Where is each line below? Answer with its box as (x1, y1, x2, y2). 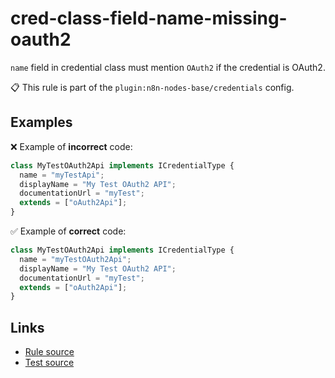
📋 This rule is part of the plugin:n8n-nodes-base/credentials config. (10, 81, 295, 93)
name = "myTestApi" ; (19, 170, 105, 180)
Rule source (24, 346, 75, 358)
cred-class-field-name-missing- (10, 7, 288, 30)
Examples (10, 114, 73, 131)
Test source (24, 357, 75, 369)
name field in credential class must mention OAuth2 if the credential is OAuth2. (10, 61, 326, 73)
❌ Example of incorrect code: (10, 140, 133, 152)
